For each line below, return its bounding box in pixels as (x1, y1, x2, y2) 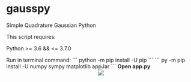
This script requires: (6, 33, 56, 40)
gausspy (6, 2, 50, 16)
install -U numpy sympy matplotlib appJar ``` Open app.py (6, 62, 151, 70)
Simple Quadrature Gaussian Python (6, 22, 96, 29)
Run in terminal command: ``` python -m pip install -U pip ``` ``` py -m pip (6, 56, 186, 63)
